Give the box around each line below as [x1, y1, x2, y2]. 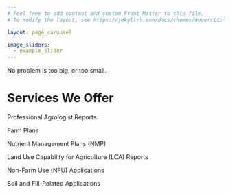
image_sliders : [7, 41, 51, 48]
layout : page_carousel [7, 29, 72, 36]
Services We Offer [7, 90, 114, 106]
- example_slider [13, 47, 63, 55]
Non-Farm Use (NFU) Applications [7, 166, 105, 175]
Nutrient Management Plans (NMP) [7, 140, 107, 148]
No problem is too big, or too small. [7, 66, 107, 75]
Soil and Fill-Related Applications [7, 180, 101, 188]
